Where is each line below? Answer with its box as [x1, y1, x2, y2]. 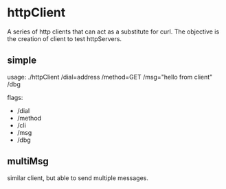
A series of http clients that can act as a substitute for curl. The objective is [7, 27, 220, 36]
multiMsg [7, 155, 49, 167]
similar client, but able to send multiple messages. [7, 173, 149, 182]
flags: [7, 93, 23, 101]
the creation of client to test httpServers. [7, 34, 122, 42]
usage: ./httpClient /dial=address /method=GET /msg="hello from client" [7, 73, 213, 81]
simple [7, 55, 37, 66]
